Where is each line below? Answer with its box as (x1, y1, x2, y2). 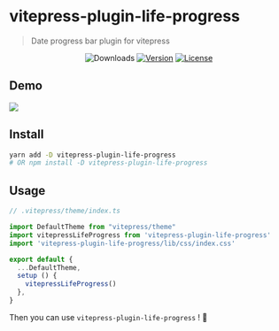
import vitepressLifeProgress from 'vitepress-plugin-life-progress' (9, 230, 272, 240)
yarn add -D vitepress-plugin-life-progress (9, 150, 176, 159)
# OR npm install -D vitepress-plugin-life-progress (9, 158, 208, 167)
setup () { (17, 272, 58, 281)
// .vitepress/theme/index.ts (9, 206, 121, 216)
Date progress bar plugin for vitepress (30, 35, 170, 46)
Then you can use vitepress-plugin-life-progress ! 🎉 (9, 312, 208, 322)
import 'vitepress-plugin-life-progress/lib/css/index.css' (9, 239, 236, 248)
